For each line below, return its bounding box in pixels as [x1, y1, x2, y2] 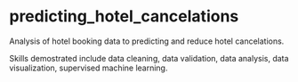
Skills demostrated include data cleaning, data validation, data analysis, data [9, 53, 289, 63]
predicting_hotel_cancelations [9, 6, 239, 27]
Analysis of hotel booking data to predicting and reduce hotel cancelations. [9, 36, 285, 46]
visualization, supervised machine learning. [9, 62, 168, 73]
